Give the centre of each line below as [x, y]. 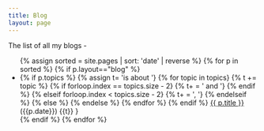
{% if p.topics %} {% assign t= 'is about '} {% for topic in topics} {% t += [138, 77]
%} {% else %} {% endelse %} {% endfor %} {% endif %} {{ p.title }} [132, 103]
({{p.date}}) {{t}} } [49, 110]
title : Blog [28, 15]
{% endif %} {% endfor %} [63, 119]
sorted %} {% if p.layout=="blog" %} [80, 69]
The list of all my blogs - [47, 45]
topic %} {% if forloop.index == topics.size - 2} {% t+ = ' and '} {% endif [137, 86]
